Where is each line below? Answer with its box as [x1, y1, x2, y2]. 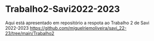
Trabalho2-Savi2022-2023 [5, 3, 120, 15]
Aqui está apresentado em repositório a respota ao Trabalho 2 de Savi [5, 20, 149, 26]
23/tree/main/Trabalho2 [5, 30, 54, 36]
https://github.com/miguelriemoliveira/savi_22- [29, 25, 126, 31]
